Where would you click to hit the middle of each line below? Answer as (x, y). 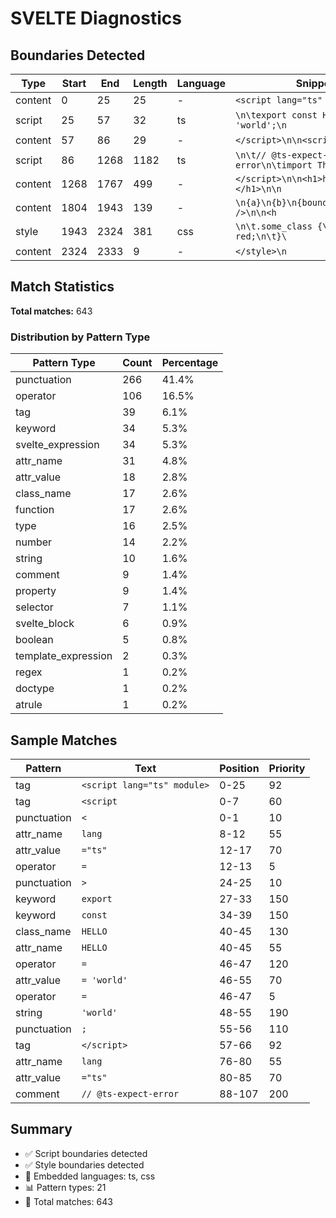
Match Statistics (62, 287)
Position (239, 768)
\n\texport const (276, 115)
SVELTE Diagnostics (96, 18)
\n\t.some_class (274, 226)
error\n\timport (274, 165)
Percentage (190, 363)
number (34, 542)
